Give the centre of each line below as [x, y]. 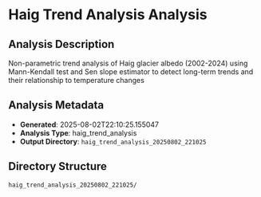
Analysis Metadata [56, 105]
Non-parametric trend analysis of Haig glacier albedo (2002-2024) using [128, 63]
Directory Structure [58, 166]
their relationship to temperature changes [77, 80]
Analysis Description [61, 44]
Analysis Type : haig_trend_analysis [78, 132]
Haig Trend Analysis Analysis [108, 15]
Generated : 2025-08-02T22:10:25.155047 [89, 124]
